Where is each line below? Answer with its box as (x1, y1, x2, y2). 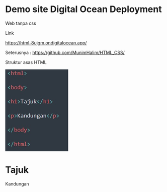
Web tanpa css (5, 20, 36, 26)
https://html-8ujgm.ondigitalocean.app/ (5, 39, 87, 46)
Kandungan (5, 180, 29, 187)
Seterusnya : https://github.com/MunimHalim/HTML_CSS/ (5, 49, 125, 55)
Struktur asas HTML (5, 59, 47, 65)
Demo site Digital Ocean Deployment (5, 4, 162, 15)
